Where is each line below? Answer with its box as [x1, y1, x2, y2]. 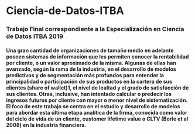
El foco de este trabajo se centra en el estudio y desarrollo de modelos [6, 102, 180, 109]
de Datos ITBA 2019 [6, 32, 63, 40]
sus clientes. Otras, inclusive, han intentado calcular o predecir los [6, 90, 172, 97]
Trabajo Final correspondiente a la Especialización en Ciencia [6, 25, 184, 33]
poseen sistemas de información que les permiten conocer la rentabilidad [6, 53, 189, 60]
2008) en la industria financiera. [6, 121, 87, 128]
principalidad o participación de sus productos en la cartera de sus [6, 78, 173, 85]
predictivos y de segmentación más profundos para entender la [6, 71, 164, 78]
